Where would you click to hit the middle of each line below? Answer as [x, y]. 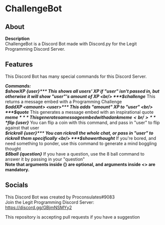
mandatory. [17, 169]
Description [17, 38]
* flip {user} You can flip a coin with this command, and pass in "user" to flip [82, 122]
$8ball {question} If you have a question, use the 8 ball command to [75, 154]
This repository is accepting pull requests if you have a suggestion [73, 217]
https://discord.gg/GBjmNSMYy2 [39, 207]
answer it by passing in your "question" [45, 159]
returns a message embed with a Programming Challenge [64, 101]
